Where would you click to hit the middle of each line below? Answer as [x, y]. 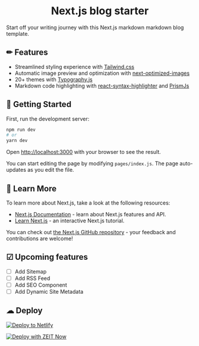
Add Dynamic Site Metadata [49, 292]
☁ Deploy [24, 311]
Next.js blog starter [100, 11]
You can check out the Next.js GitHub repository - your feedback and [91, 232]
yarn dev [17, 141]
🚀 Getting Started [39, 104]
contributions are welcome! [40, 238]
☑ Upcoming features [47, 257]
